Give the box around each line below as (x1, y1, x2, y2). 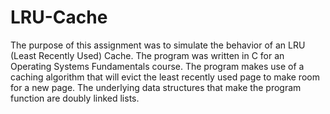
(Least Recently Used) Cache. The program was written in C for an (10, 49, 285, 61)
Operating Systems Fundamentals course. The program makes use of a (10, 60, 305, 72)
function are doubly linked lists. (10, 92, 140, 104)
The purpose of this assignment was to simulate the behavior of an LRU (10, 39, 306, 51)
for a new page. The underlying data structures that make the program (10, 81, 302, 93)
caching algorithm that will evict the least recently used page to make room (10, 71, 320, 83)
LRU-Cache (10, 6, 108, 29)
